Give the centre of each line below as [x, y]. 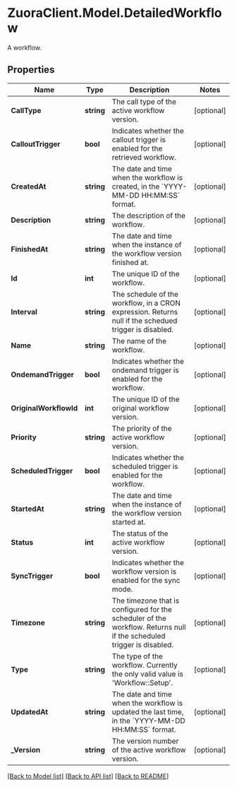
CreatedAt [29, 187]
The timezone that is [146, 600]
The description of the [148, 215]
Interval [24, 312]
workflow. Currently [145, 665]
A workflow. [25, 47]
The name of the [139, 341]
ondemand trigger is [145, 370]
